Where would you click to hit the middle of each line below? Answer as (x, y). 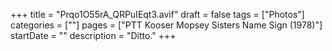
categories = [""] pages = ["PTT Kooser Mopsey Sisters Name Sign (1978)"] (166, 25)
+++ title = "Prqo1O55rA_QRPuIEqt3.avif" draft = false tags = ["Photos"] (157, 14)
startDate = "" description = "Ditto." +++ (93, 35)
